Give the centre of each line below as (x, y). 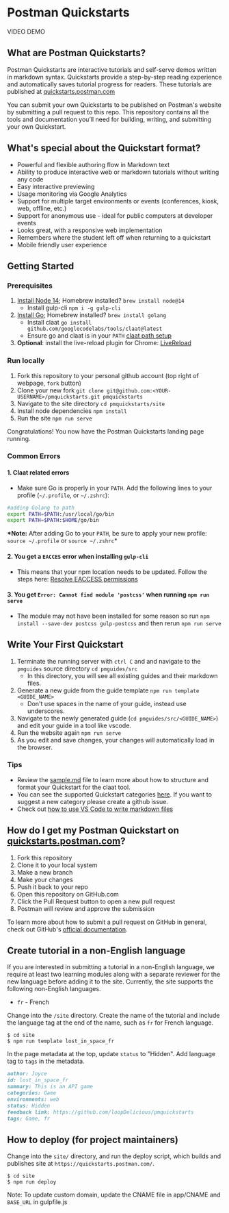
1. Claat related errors (38, 473)
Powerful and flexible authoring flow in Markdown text (93, 164)
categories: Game (32, 1093)
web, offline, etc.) (42, 208)
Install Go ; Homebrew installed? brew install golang (91, 315)
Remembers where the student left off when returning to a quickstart (114, 237)
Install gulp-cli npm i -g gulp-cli (74, 308)
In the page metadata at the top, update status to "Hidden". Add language (111, 1054)
